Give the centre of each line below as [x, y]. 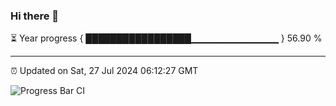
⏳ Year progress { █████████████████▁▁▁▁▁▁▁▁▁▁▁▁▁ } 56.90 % [166, 38]
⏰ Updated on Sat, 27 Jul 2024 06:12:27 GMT [104, 71]
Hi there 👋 [35, 16]
